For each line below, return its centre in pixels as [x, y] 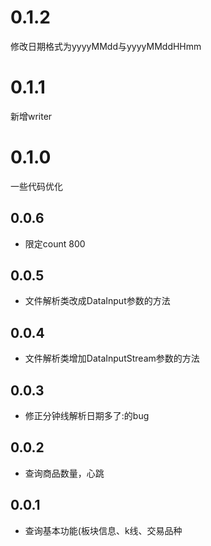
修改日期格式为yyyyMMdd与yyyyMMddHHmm [106, 46]
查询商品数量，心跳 [64, 473]
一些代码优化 [36, 186]
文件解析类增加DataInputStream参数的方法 [112, 358]
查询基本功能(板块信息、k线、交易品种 [103, 530]
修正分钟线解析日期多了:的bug [87, 416]
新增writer [31, 116]
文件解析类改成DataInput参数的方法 [97, 301]
